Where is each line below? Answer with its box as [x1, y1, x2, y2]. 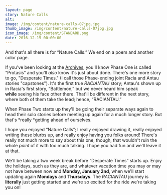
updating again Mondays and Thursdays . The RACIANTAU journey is [5, 173, 149, 179]
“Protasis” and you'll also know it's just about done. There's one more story [5, 69, 161, 75]
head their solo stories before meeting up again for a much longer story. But [5, 111, 162, 117]
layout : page [5, 7, 33, 13]
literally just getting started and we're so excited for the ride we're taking [5, 179, 156, 185]
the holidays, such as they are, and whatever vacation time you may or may [5, 163, 161, 169]
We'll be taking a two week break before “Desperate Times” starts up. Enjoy [5, 157, 162, 163]
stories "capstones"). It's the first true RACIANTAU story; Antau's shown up [5, 80, 161, 86]
